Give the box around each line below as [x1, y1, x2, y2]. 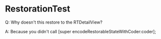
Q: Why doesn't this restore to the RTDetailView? [5, 19, 103, 25]
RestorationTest [5, 3, 70, 14]
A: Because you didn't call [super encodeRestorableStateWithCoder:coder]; [5, 28, 156, 34]
